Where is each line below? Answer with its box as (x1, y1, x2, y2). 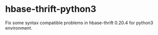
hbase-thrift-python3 (5, 3, 96, 15)
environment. (5, 25, 32, 31)
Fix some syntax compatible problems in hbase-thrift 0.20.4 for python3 (5, 20, 154, 26)
